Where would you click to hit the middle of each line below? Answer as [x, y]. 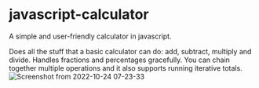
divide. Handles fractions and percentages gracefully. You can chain [120, 60]
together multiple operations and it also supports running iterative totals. [126, 68]
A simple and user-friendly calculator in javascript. [90, 36]
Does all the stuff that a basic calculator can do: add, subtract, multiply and [130, 51]
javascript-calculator [79, 15]
